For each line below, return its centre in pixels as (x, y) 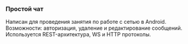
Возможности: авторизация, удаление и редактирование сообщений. (94, 28)
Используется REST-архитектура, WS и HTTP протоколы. (78, 34)
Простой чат (25, 9)
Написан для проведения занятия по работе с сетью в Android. (86, 22)
